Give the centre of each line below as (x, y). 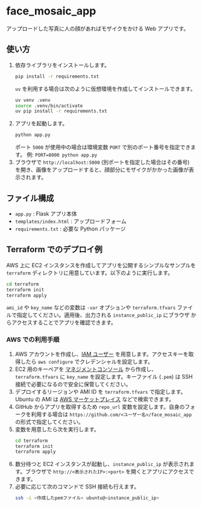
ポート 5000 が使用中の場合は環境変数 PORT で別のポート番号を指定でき (103, 147)
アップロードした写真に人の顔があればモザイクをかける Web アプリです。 (98, 28)
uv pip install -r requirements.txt (61, 111)
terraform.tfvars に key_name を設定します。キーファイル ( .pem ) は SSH (104, 376)
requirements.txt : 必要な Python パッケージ (70, 229)
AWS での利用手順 (33, 340)
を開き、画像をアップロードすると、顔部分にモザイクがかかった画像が (102, 170)
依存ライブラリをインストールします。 (62, 65)
